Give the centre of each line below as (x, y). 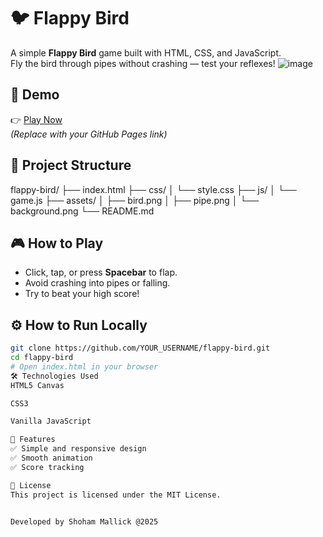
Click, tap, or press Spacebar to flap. (101, 272)
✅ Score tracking (47, 467)
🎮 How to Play (57, 243)
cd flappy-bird (42, 358)
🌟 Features (33, 440)
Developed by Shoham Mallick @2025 (84, 521)
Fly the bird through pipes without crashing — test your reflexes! (143, 63)
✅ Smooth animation (51, 458)
